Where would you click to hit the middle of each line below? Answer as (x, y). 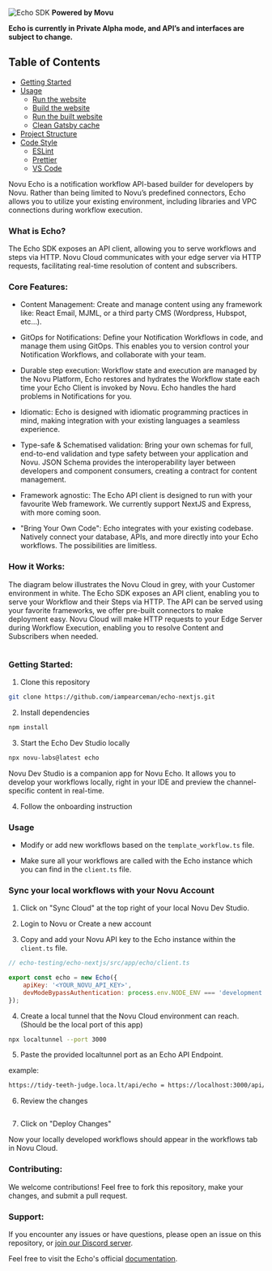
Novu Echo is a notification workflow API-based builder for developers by (131, 184)
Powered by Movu (83, 13)
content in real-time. (71, 790)
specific (22, 790)
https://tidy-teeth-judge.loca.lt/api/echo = (86, 1085)
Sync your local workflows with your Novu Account (111, 890)
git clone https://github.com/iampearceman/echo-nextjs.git (112, 697)
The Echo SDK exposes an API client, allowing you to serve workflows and (132, 249)
